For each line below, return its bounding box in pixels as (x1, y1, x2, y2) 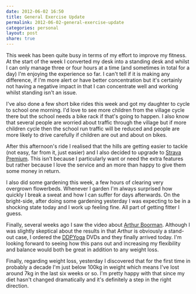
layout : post (6, 30, 38, 36)
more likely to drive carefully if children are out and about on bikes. (6, 132, 168, 138)
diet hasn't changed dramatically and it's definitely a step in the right (6, 276, 171, 283)
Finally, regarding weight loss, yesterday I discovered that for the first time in (6, 258, 191, 264)
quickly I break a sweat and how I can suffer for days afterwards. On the (6, 191, 180, 198)
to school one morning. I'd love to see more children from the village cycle (6, 106, 185, 113)
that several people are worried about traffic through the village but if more (6, 119, 187, 126)
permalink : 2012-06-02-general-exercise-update (6, 19, 125, 25)
